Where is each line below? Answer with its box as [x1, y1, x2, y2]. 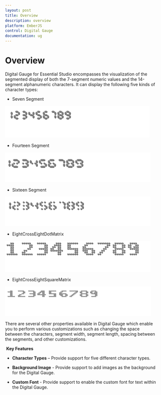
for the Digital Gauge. [12, 370, 55, 376]
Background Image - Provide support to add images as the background [12, 364, 156, 370]
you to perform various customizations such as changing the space [5, 326, 140, 332]
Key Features [6, 345, 34, 351]
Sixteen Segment [12, 187, 47, 193]
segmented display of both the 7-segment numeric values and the [5, 76, 137, 82]
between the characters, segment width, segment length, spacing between [5, 331, 155, 337]
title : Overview [5, 13, 38, 18]
